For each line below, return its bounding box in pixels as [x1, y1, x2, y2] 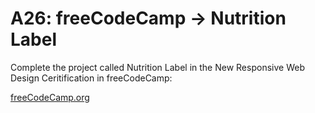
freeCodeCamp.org [10, 91, 90, 103]
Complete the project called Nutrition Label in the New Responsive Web [10, 61, 305, 73]
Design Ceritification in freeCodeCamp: [10, 72, 173, 84]
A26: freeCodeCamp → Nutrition [10, 7, 287, 30]
